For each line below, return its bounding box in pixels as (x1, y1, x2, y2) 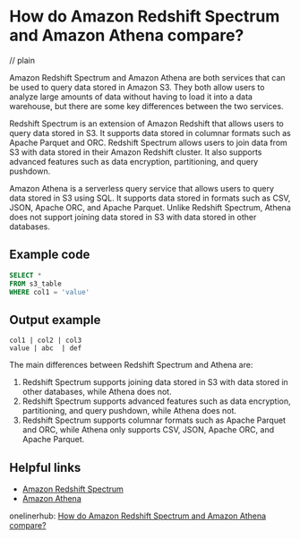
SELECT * (9, 270, 42, 279)
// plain (9, 55, 36, 65)
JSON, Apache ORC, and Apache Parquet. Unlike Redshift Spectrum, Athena (9, 201, 291, 212)
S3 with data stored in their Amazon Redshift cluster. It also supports (9, 146, 262, 158)
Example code (9, 247, 90, 262)
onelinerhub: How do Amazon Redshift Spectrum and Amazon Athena (9, 510, 267, 521)
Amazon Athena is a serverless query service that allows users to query (9, 183, 275, 193)
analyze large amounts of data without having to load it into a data (9, 91, 253, 102)
